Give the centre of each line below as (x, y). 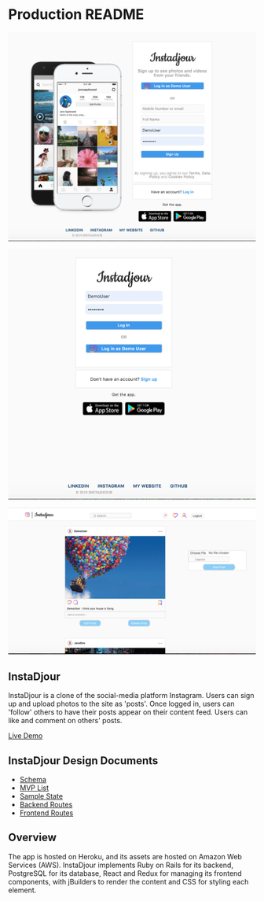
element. (22, 890)
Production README (76, 15)
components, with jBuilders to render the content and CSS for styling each (128, 881)
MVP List (34, 788)
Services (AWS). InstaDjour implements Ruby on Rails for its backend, (121, 865)
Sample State (41, 796)
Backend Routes (46, 805)
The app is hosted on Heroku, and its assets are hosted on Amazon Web (125, 856)
